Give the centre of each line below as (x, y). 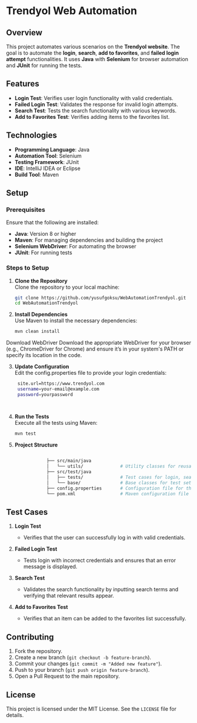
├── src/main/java (69, 461)
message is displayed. (50, 567)
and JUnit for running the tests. (44, 65)
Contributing (30, 637)
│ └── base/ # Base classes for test (113, 483)
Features (23, 84)
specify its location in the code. (44, 355)
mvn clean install (37, 331)
